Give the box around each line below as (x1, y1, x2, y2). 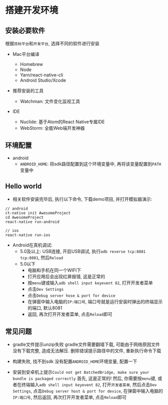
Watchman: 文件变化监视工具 (20, 99, 80, 104)
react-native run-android (5, 219, 59, 224)
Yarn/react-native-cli (20, 72, 63, 78)
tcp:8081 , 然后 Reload (20, 255, 63, 261)
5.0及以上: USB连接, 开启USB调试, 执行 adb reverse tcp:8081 (20, 248, 146, 254)
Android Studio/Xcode (20, 77, 66, 83)
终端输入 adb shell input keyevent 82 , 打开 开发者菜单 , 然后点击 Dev (21, 382, 157, 388)
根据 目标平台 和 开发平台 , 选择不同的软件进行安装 (5, 41, 100, 46)
